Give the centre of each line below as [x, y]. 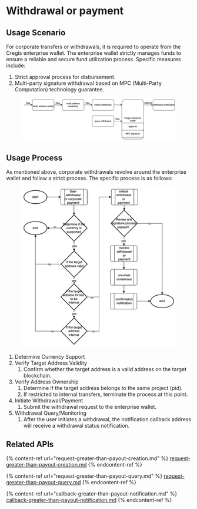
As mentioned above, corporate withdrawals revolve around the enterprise [96, 172]
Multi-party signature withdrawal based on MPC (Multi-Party [88, 83]
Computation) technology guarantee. [59, 89]
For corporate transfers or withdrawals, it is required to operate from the [94, 47]
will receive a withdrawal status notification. [76, 426]
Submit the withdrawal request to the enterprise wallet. [90, 407]
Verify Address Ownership [46, 382]
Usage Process [34, 158]
